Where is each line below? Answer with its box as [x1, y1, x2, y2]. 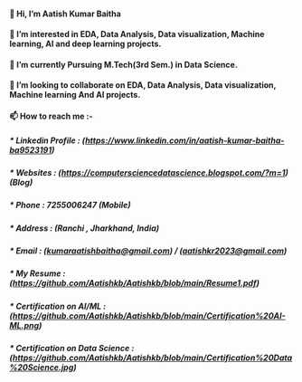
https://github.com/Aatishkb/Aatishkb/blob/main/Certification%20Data [12, 352, 293, 363]
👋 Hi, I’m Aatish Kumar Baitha [9, 8, 122, 19]
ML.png [9, 320, 40, 330]
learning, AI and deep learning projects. [9, 38, 162, 50]
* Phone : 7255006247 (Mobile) [9, 200, 131, 211]
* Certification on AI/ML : [9, 301, 107, 311]
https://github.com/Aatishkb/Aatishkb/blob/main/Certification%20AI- [12, 310, 287, 321]
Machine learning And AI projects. [9, 90, 141, 100]
